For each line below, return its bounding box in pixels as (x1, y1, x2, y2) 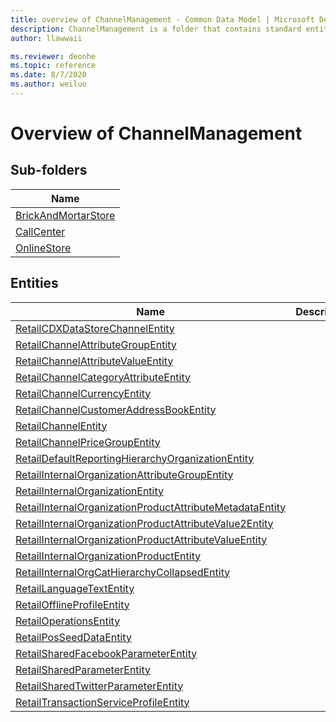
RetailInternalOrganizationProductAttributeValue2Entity (15, 516, 274, 530)
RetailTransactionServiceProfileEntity (15, 695, 190, 709)
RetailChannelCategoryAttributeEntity (15, 370, 191, 384)
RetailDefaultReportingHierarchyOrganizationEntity (15, 451, 255, 465)
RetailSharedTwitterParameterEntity (15, 679, 184, 693)
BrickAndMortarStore (15, 208, 116, 222)
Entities (10, 275, 59, 292)
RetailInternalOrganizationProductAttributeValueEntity (15, 532, 268, 546)
